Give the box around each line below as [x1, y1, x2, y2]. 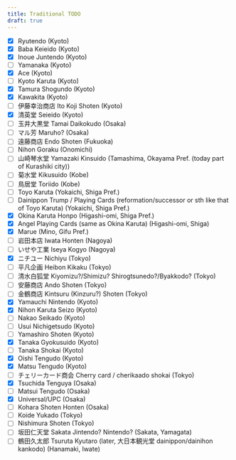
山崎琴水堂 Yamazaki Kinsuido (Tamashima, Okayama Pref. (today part [17, 154, 225, 163]
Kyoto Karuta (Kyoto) [17, 76, 80, 85]
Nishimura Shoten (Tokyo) [17, 419, 95, 427]
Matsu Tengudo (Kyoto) [17, 362, 87, 370]
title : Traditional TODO [7, 10, 81, 18]
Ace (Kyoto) [17, 68, 53, 77]
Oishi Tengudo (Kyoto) [17, 353, 84, 363]
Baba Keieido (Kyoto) [17, 44, 80, 53]
